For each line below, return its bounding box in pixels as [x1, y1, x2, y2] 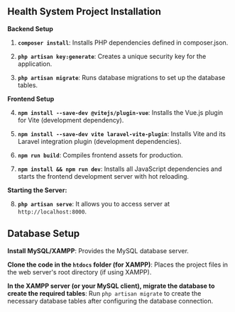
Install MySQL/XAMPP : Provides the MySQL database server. [7, 246, 190, 255]
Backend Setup [7, 24, 53, 33]
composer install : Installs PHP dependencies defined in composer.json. [17, 38, 229, 47]
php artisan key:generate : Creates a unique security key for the [17, 52, 207, 60]
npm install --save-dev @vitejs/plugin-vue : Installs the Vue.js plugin [17, 108, 224, 116]
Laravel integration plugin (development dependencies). [17, 137, 182, 145]
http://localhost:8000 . [17, 207, 87, 216]
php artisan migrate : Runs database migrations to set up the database [17, 73, 226, 82]
